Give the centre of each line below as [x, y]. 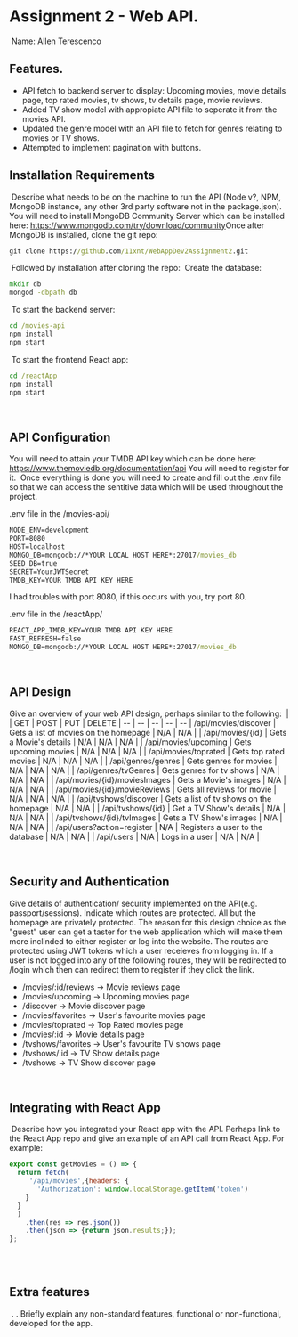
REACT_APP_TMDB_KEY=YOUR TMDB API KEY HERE [91, 631]
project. [24, 497]
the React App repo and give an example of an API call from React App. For [147, 1138]
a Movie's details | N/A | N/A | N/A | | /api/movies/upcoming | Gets [130, 742]
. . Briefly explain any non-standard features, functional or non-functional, [146, 1313]
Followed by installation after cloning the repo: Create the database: [137, 268]
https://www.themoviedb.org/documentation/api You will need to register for [149, 469]
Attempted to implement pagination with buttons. [112, 147]
